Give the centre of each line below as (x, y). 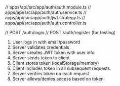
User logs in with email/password (46, 42)
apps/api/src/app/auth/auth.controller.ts (46, 23)
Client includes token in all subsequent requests (61, 68)
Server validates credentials (41, 47)
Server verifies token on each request (51, 73)
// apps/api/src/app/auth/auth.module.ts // (48, 7)
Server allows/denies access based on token (58, 79)
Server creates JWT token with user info (53, 52)
